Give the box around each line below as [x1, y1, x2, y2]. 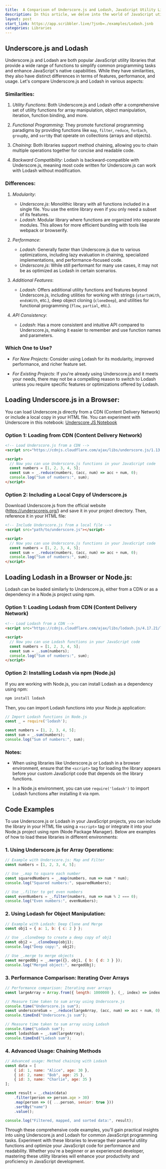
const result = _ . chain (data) [5, 1091, 68, 1096]
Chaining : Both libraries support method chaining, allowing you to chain [12, 142, 158, 148]
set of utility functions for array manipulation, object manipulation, [12, 107, 147, 113]
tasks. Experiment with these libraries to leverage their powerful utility [5, 1137, 148, 1143]
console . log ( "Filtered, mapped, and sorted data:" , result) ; [5, 1118, 134, 1123]
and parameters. [19, 332, 53, 338]
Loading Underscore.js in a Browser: [5, 396, 120, 404]
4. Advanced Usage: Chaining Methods [5, 1047, 101, 1054]
